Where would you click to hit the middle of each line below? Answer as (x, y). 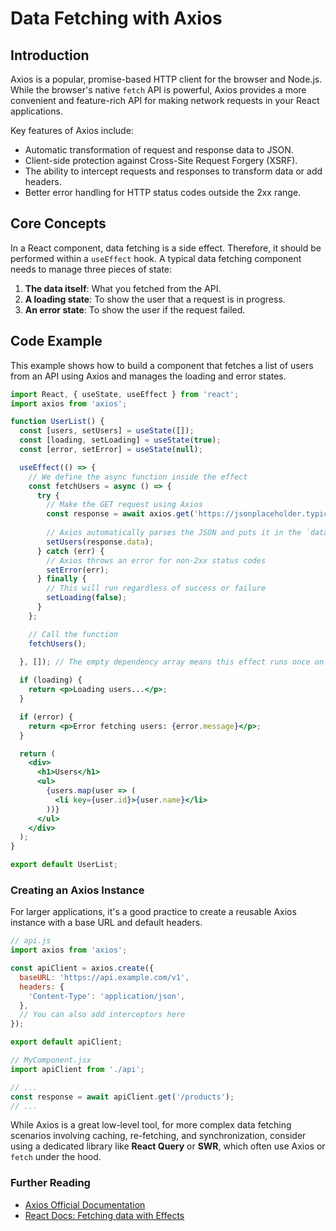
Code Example (56, 341)
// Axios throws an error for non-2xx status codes (156, 560)
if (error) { (46, 717)
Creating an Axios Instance (77, 890)
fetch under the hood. (56, 1157)
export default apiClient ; (66, 1042)
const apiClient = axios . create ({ (82, 968)
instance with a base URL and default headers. (106, 923)
